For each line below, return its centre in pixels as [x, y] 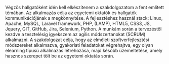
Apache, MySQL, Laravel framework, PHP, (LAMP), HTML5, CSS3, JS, [78, 23]
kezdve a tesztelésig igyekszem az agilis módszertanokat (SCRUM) [75, 34]
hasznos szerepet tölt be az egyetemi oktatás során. [60, 56]
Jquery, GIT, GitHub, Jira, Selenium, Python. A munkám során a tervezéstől [83, 29]
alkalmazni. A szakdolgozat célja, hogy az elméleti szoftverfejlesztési [77, 40]
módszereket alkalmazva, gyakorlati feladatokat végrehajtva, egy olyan [79, 45]
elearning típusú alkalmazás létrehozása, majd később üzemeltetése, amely [84, 51]
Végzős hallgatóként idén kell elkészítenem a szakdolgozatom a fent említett [85, 7]
